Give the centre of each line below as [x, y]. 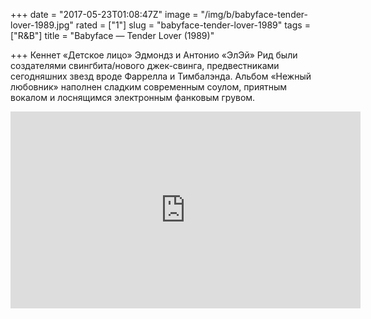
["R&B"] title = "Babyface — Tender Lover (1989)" [112, 35]
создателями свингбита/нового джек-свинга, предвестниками [145, 65]
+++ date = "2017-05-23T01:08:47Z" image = [104, 14]
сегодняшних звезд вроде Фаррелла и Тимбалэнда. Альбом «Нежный [161, 76]
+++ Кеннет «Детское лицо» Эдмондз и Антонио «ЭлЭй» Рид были [154, 55]
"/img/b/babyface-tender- [254, 14]
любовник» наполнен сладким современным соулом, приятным [149, 87]
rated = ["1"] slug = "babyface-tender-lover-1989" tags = [193, 25]
